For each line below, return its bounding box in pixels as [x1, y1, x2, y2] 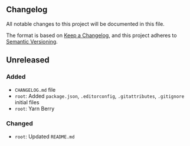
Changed [6, 120, 34, 128]
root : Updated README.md [14, 132, 75, 140]
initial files [14, 98, 40, 105]
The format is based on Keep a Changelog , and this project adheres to [6, 32, 177, 39]
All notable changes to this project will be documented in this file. [6, 20, 165, 27]
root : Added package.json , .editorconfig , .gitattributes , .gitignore [14, 92, 185, 99]
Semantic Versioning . [6, 38, 58, 45]
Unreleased [6, 55, 50, 65]
